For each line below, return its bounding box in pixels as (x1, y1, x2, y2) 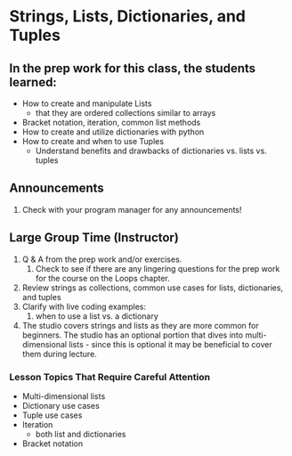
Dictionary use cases (21, 400, 100, 411)
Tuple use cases (21, 410, 83, 420)
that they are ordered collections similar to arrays (35, 108, 216, 118)
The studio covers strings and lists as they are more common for (21, 320, 260, 330)
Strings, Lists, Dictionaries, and (9, 6, 247, 27)
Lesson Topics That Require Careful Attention (9, 370, 211, 383)
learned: (9, 74, 58, 90)
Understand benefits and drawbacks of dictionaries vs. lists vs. (35, 145, 267, 156)
